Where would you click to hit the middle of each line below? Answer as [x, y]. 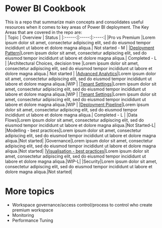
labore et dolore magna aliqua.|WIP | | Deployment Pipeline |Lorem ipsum [77, 105]
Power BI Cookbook [45, 9]
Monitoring [23, 215]
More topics [30, 191]
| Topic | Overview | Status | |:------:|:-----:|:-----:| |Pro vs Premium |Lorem [80, 37]
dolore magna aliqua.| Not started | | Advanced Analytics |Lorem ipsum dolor [81, 73]
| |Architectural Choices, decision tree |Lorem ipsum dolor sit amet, [72, 63]
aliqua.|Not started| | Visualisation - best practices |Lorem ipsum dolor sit [77, 151]
